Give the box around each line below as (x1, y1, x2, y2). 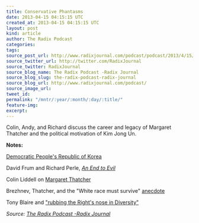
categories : (6, 42, 36, 48)
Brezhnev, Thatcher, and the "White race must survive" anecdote (6, 188, 165, 195)
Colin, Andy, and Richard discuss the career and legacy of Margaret (6, 124, 172, 131)
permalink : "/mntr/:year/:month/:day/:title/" (6, 96, 123, 102)
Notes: (6, 141, 24, 148)
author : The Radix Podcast (6, 36, 73, 42)
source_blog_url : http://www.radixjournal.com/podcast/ (6, 80, 147, 86)
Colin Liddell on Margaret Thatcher (6, 176, 91, 183)
